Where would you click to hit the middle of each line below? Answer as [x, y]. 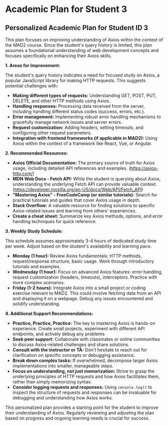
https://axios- [144, 168]
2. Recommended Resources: [37, 153]
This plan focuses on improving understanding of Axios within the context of [84, 40]
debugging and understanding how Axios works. [63, 398]
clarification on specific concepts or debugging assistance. [74, 355]
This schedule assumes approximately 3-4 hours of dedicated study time [81, 241]
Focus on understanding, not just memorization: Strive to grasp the [83, 371]
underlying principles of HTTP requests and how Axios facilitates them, [86, 376]
